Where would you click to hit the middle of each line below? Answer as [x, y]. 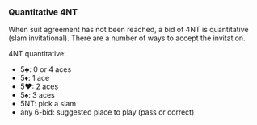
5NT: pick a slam [48, 104]
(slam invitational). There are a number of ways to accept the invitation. [127, 38]
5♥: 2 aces [39, 86]
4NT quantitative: [37, 54]
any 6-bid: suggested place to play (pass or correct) [107, 112]
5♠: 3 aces [37, 95]
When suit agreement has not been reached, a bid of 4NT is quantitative [128, 30]
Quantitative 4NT [43, 12]
